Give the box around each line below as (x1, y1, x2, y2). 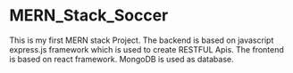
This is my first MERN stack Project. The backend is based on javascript (9, 35, 274, 45)
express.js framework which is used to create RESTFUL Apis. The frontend (9, 44, 284, 54)
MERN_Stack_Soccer (9, 5, 169, 26)
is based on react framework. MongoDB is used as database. (9, 53, 234, 64)
